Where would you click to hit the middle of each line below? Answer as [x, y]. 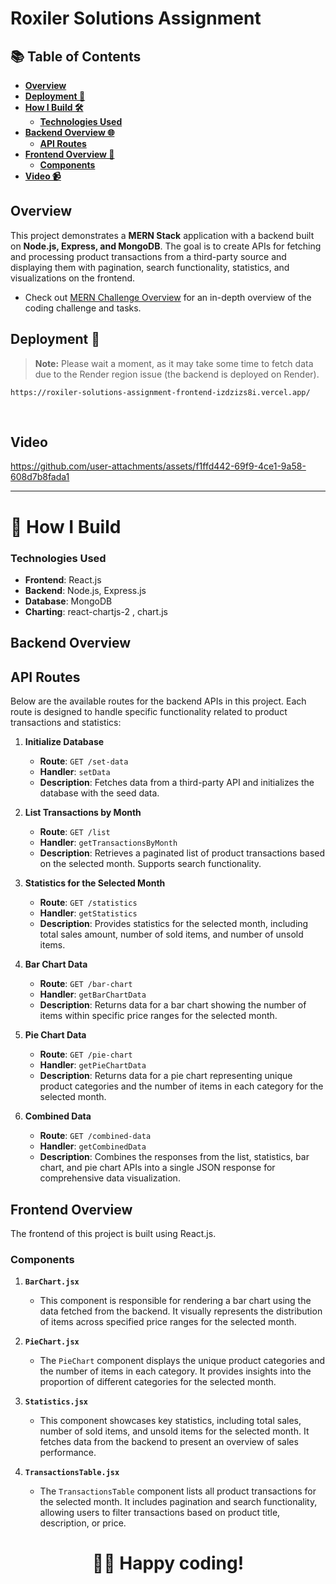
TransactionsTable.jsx [72, 1473]
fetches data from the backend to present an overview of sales [169, 1442]
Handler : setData [75, 772]
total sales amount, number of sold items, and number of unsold [171, 934]
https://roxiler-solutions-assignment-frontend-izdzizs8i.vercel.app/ [160, 392]
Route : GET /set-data [84, 761]
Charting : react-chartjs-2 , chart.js [96, 611]
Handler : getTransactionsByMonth [108, 843]
